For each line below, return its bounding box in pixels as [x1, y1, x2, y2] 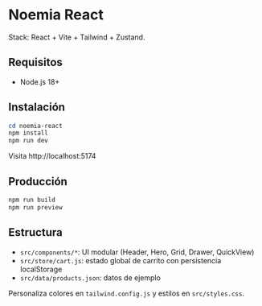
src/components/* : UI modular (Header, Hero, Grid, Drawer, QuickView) [19, 247, 255, 257]
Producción [8, 175, 68, 188]
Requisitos [8, 56, 63, 69]
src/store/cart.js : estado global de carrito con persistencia [19, 255, 222, 265]
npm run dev [8, 137, 48, 145]
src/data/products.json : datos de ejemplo [19, 272, 161, 283]
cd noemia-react [8, 122, 63, 130]
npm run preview [8, 203, 63, 211]
